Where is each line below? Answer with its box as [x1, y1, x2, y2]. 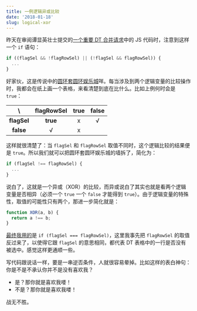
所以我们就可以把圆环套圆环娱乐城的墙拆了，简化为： [28, 149, 157, 156]
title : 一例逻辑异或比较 [6, 8, 60, 15]
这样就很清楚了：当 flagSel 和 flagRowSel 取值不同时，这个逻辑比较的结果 [6, 142, 185, 148]
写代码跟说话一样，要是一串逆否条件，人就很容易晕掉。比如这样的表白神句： [6, 259, 191, 266]
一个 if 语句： [6, 43, 40, 50]
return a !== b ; [11, 215, 51, 221]
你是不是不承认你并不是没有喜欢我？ [6, 266, 94, 273]
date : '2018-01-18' [6, 14, 54, 20]
